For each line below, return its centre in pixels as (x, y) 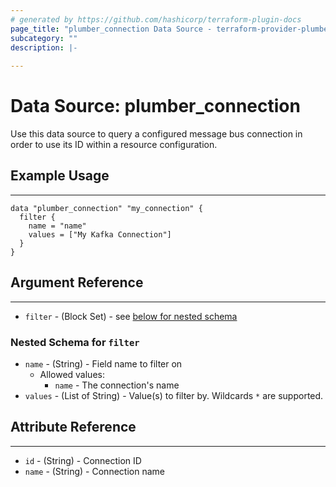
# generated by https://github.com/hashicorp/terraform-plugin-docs (156, 19)
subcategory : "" (44, 38)
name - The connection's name (117, 385)
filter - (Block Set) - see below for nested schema (131, 316)
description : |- (44, 47)
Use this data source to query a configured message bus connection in (156, 134)
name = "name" (57, 226)
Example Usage (60, 176)
